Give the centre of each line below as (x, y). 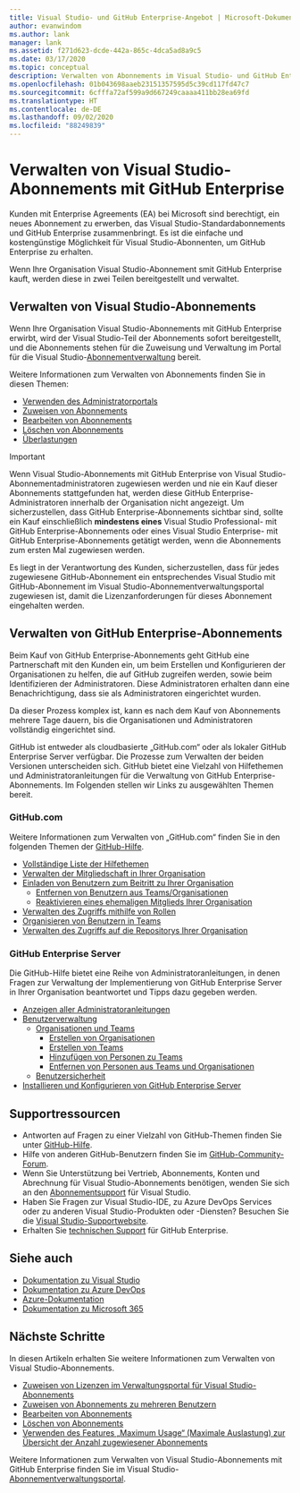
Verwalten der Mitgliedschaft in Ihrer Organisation (114, 873)
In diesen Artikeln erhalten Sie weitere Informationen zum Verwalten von (142, 1358)
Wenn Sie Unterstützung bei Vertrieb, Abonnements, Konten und (141, 1173)
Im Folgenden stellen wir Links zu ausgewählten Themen (169, 785)
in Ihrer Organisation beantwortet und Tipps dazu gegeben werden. (133, 992)
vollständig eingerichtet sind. (62, 729)
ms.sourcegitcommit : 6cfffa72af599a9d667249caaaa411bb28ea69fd (129, 92)
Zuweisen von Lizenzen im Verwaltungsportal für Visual (125, 1385)
